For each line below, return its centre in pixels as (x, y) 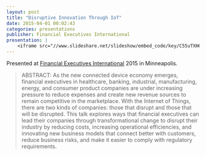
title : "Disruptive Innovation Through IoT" (64, 18)
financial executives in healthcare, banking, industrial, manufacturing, (109, 81)
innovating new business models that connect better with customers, (109, 133)
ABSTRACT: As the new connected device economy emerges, (100, 75)
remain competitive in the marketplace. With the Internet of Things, (106, 101)
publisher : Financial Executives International (68, 35)
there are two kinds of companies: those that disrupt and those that (106, 107)
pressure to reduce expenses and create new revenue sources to (104, 94)
